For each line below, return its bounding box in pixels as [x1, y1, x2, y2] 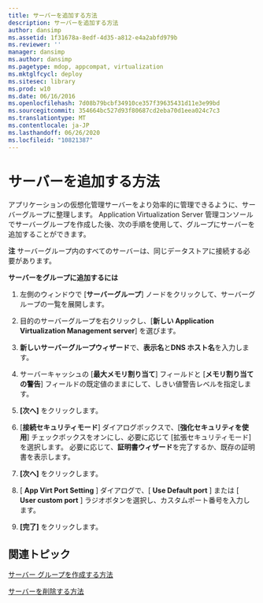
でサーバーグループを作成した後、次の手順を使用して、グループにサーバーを [8, 220, 255, 229]
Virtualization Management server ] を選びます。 [19, 326, 180, 336]
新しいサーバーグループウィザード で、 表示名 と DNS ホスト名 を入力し [19, 343, 243, 352]
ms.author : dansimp [8, 56, 72, 64]
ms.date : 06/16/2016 [8, 92, 76, 100]
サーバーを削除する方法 [8, 586, 84, 596]
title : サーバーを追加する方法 [8, 11, 98, 20]
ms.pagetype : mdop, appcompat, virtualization [8, 63, 164, 71]
